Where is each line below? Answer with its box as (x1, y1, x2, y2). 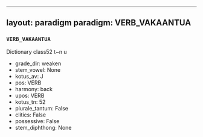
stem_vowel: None (14, 66, 61, 73)
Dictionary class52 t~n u (6, 48, 68, 55)
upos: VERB (14, 92, 45, 99)
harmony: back (14, 85, 53, 92)
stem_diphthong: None (14, 124, 72, 131)
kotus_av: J (14, 72, 43, 80)
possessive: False (14, 117, 60, 124)
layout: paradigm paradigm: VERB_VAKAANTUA (6, 18, 192, 28)
